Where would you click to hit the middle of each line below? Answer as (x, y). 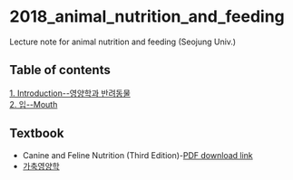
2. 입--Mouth (34, 104)
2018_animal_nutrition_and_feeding (147, 17)
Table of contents (60, 70)
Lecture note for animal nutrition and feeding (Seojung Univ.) (123, 42)
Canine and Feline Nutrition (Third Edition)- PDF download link (138, 155)
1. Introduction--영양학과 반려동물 (70, 93)
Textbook (37, 133)
